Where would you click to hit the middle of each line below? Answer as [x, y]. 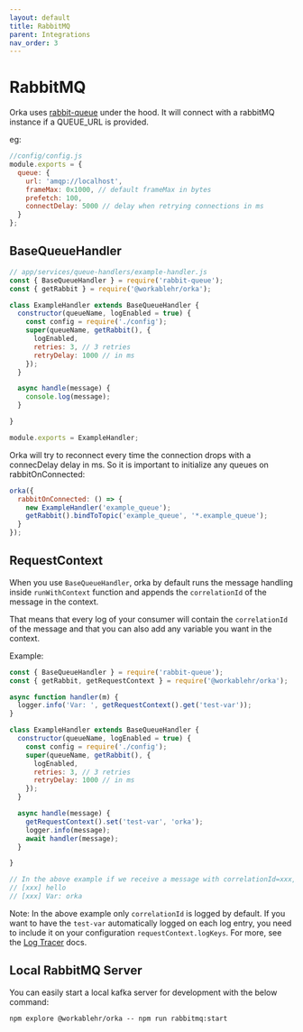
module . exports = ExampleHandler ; [74, 438]
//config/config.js [46, 156]
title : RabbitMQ [40, 26]
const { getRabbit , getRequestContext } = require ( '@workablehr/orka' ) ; [149, 681]
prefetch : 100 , [54, 198]
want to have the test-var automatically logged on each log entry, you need [151, 923]
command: [29, 1001]
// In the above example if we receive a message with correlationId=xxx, [153, 880]
